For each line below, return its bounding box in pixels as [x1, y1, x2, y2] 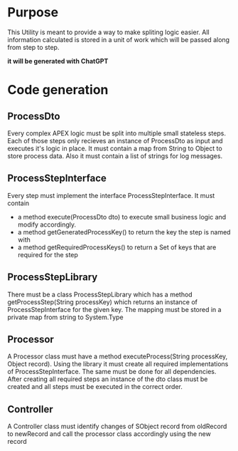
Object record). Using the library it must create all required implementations [7, 360, 229, 368]
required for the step [17, 250, 78, 259]
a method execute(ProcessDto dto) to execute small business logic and [17, 212, 227, 221]
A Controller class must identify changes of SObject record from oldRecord [7, 422, 227, 431]
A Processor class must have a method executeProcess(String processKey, [7, 352, 228, 361]
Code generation [7, 82, 109, 98]
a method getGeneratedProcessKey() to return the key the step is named [17, 227, 231, 236]
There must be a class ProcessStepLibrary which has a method [7, 290, 193, 299]
